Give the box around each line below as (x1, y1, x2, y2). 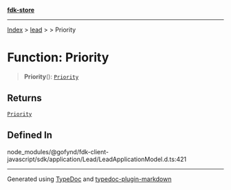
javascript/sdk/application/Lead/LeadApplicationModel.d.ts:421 (7, 155, 187, 163)
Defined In (7, 129, 53, 141)
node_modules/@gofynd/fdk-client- (7, 147, 109, 156)
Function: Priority (7, 50, 109, 65)
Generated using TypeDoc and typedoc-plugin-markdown (7, 175, 172, 183)
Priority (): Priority (23, 72, 79, 81)
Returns (7, 92, 43, 104)
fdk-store (7, 6, 35, 14)
